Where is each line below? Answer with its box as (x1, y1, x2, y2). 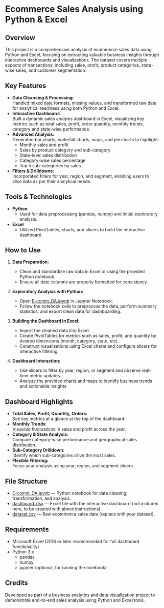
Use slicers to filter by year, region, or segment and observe (19, 367, 141, 373)
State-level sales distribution (19, 152, 77, 158)
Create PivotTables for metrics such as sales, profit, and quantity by (19, 333, 157, 339)
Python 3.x (12, 548, 34, 554)
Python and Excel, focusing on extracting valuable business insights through (5, 52, 159, 58)
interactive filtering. (19, 348, 59, 355)
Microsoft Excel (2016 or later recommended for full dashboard (12, 538, 140, 544)
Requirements (5, 525, 49, 534)
